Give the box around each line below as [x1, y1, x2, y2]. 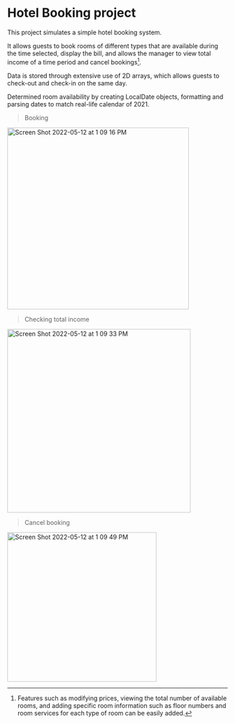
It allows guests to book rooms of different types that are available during [7, 41, 218, 50]
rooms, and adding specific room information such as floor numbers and [17, 701, 227, 709]
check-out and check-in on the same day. [7, 78, 127, 87]
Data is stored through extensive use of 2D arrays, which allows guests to [7, 71, 220, 80]
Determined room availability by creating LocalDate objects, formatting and [7, 93, 224, 101]
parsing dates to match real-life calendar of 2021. [7, 100, 150, 108]
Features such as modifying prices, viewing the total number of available [17, 694, 227, 702]
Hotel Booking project [7, 5, 136, 21]
